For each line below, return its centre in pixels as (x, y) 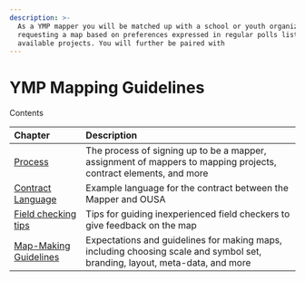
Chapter (32, 135)
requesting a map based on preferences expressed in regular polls (148, 34)
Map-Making (42, 246)
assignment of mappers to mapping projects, (181, 162)
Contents (26, 113)
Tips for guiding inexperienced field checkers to (188, 214)
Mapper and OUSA (126, 199)
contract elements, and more (147, 173)
